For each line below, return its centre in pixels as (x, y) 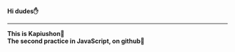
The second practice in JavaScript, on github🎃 (76, 41)
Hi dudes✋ (23, 11)
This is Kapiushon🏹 (36, 34)
